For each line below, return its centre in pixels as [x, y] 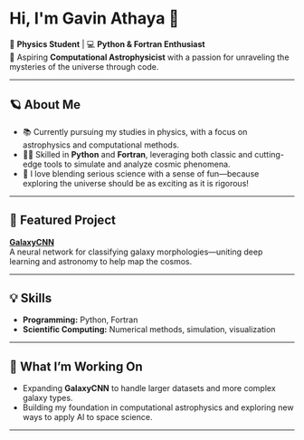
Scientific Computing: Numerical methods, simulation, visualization [149, 330]
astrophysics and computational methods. [100, 145]
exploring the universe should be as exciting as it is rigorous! [135, 183]
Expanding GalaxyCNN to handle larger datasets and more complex [149, 388]
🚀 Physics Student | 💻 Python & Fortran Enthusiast [107, 43]
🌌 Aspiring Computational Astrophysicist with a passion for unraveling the [149, 57]
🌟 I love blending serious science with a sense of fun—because [141, 173]
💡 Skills [31, 298]
